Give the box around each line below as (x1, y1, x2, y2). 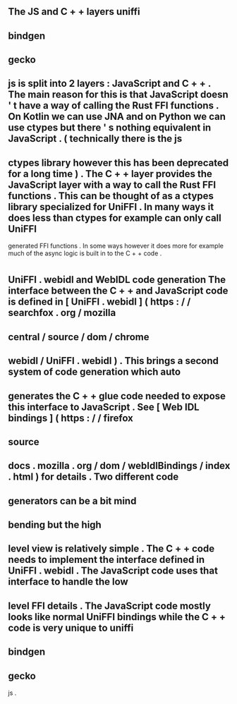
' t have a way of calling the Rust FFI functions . (8, 99, 219, 111)
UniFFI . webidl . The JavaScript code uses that (8, 565, 218, 577)
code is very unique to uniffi (8, 621, 134, 633)
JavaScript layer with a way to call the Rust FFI (8, 178, 217, 190)
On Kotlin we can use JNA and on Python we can (8, 111, 226, 123)
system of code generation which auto (8, 366, 181, 378)
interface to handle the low (8, 576, 129, 588)
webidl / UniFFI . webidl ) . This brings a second (8, 355, 219, 367)
